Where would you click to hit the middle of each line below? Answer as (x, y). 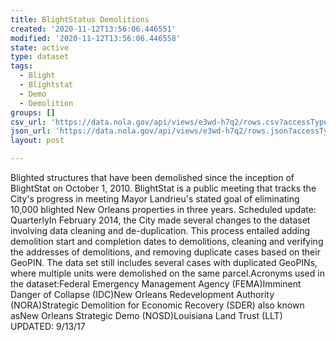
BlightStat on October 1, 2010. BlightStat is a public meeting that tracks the (163, 188)
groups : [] (33, 112)
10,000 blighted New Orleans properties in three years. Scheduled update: (163, 209)
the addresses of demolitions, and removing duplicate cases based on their (165, 252)
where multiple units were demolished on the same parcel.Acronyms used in (167, 273)
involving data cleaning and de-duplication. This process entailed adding (160, 230)
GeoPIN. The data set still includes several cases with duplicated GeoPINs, (164, 262)
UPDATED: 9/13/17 (48, 326)
